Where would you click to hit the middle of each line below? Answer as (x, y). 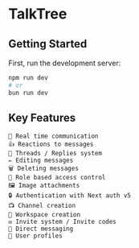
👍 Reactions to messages (51, 145)
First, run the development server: (65, 63)
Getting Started (48, 44)
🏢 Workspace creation (45, 215)
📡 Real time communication (53, 136)
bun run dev (28, 93)
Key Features (42, 118)
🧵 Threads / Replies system (55, 154)
